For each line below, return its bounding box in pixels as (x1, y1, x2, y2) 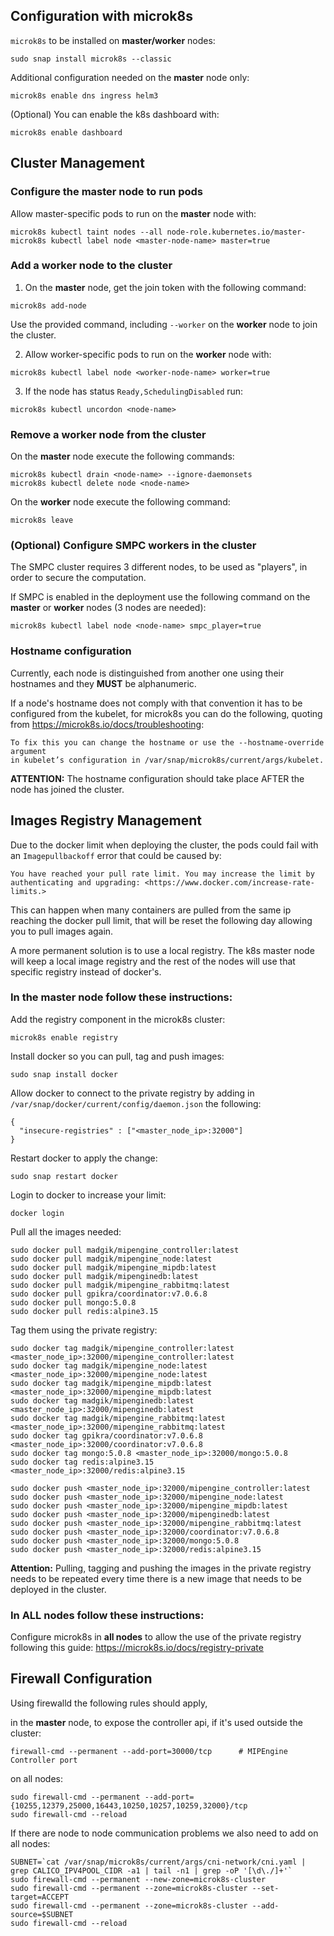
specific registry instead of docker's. (10, 965, 162, 978)
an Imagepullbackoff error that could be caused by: (10, 849, 222, 861)
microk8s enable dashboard (10, 127, 123, 138)
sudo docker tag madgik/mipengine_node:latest (10, 1360, 208, 1371)
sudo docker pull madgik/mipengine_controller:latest (10, 1245, 240, 1255)
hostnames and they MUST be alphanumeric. (10, 677, 197, 689)
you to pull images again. (10, 925, 114, 937)
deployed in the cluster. (10, 1583, 107, 1595)
